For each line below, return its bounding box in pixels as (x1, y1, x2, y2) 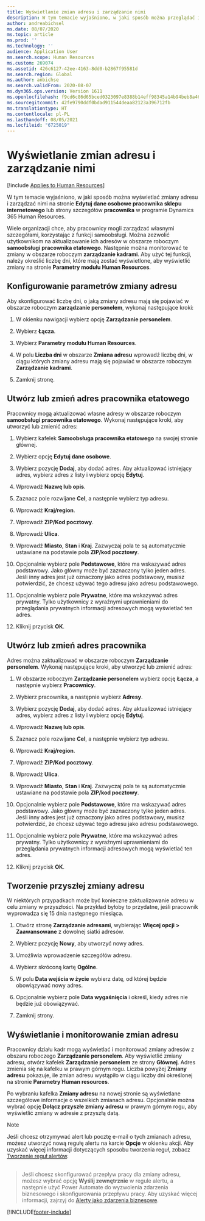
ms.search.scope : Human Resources (7, 54, 95, 60)
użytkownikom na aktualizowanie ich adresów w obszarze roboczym (7, 238, 179, 245)
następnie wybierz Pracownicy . (15, 681, 96, 689)
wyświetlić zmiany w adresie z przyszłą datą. (7, 1109, 120, 1117)
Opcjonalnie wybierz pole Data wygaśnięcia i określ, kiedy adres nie (15, 994, 188, 1001)
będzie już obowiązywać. (15, 1000, 80, 1008)
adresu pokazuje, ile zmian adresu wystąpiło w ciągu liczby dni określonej (7, 1072, 193, 1079)
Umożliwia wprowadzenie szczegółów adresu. (15, 952, 133, 959)
